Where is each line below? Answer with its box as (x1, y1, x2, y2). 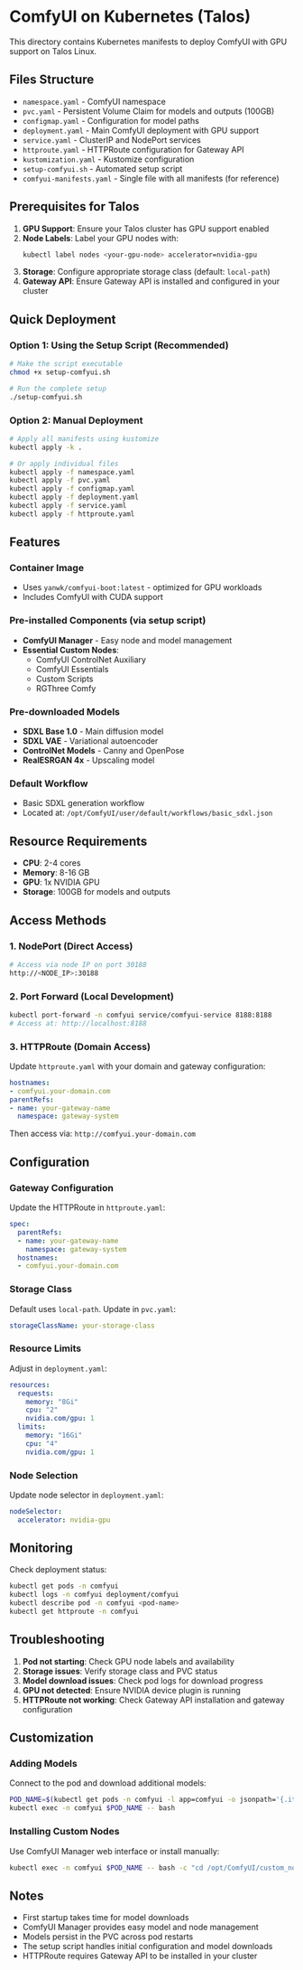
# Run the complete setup (9, 384, 106, 393)
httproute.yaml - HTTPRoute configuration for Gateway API (22, 144, 244, 155)
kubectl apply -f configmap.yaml (9, 484, 135, 493)
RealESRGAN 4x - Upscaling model (22, 755, 155, 765)
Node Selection (9, 1468, 78, 1481)
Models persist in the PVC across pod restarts (22, 1931, 194, 1942)
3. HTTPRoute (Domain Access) (9, 1040, 151, 1053)
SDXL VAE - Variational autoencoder (22, 736, 159, 746)
